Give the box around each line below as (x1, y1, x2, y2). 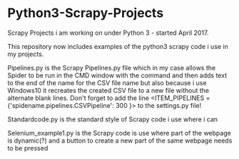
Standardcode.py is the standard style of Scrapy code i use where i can (7, 115, 218, 124)
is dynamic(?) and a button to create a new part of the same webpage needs (7, 136, 233, 145)
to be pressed (7, 143, 49, 152)
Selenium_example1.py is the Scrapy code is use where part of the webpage (7, 128, 232, 137)
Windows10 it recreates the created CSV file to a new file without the (7, 86, 209, 94)
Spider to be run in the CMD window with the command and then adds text (7, 71, 227, 79)
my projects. (7, 50, 44, 58)
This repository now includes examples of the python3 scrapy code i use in (7, 42, 228, 50)
